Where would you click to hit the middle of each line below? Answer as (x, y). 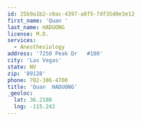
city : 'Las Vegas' (34, 60)
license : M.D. (28, 34)
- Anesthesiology (39, 47)
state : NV (22, 67)
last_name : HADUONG (36, 27)
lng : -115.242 (34, 107)
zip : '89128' (27, 73)
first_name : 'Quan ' (38, 21)
